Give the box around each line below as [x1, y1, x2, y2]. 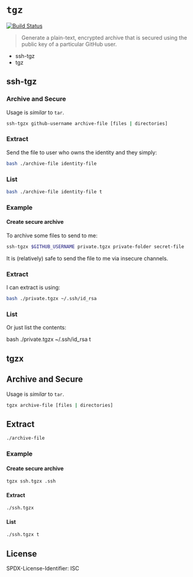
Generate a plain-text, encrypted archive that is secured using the [21, 34, 188, 41]
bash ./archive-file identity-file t [6, 188, 103, 195]
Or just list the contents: [6, 324, 67, 331]
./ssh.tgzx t [6, 532, 40, 538]
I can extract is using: [6, 284, 60, 291]
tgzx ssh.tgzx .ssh [6, 478, 56, 484]
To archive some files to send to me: [6, 232, 98, 239]
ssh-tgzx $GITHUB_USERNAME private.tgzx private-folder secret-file [6, 243, 184, 249]
